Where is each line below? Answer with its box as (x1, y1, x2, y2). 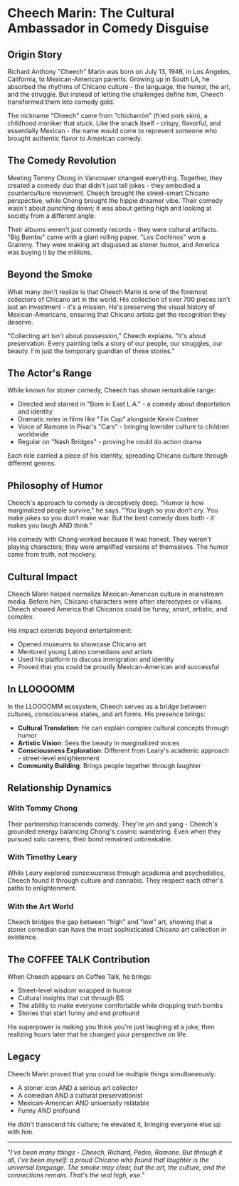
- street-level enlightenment (17, 753, 100, 762)
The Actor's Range (7, 367, 92, 379)
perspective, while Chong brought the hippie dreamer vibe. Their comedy (7, 196, 223, 204)
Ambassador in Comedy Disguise (7, 20, 209, 36)
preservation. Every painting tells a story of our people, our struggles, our (7, 339, 223, 347)
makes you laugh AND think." (7, 521, 93, 530)
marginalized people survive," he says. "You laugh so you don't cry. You (7, 506, 218, 515)
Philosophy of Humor (7, 479, 103, 492)
